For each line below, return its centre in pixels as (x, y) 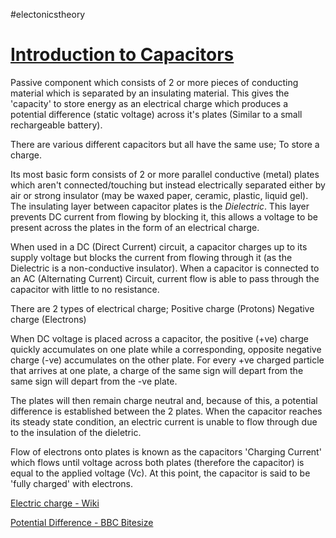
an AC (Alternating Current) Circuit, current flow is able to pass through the (165, 278)
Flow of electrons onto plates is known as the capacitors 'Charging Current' (166, 451)
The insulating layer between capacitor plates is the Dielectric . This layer (160, 206)
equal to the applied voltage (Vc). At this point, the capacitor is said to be (160, 473)
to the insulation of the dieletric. (76, 432)
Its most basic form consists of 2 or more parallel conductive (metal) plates (165, 174)
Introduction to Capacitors (122, 55)
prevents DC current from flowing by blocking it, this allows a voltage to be (164, 216)
